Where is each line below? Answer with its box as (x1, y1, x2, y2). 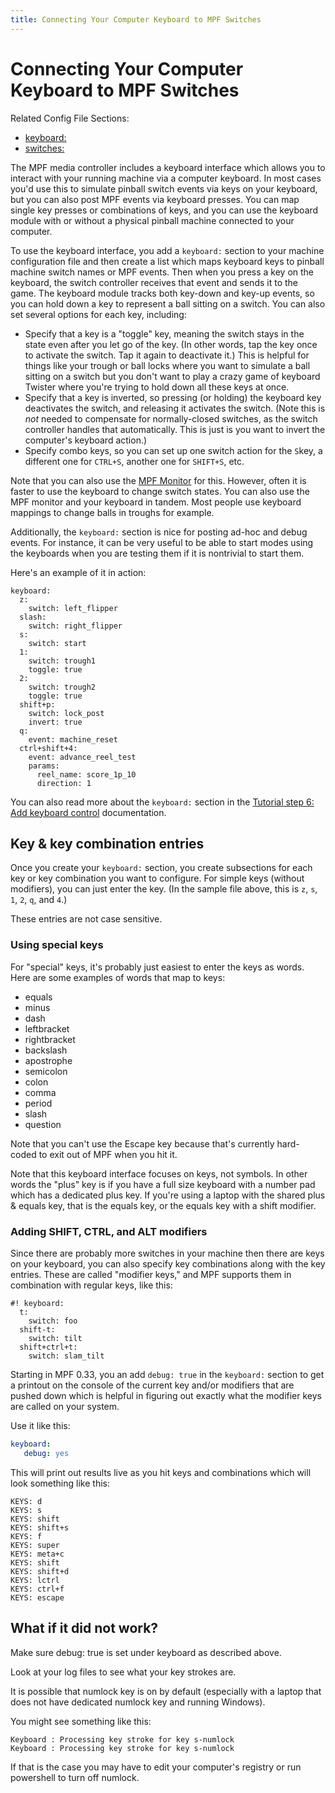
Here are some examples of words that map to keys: (10, 971, 226, 983)
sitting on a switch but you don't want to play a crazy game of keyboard (24, 370, 321, 382)
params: (28, 761, 60, 771)
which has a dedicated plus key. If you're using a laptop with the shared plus (10, 1189, 326, 1201)
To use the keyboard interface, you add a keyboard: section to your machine (10, 244, 325, 256)
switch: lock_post (28, 708, 105, 718)
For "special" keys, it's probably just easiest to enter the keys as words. (10, 961, 305, 973)
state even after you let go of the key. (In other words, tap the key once (24, 338, 318, 350)
